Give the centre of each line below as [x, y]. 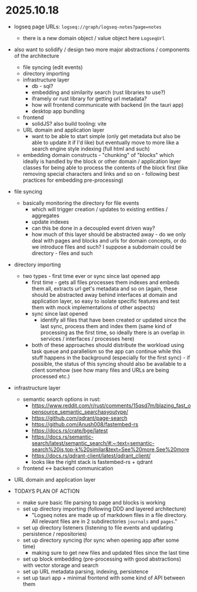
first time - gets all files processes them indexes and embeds [106, 282]
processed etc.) [51, 376]
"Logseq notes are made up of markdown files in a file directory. [109, 515]
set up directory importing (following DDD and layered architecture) [104, 509]
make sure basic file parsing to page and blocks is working [94, 502]
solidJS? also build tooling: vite [69, 123]
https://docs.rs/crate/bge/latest [70, 430]
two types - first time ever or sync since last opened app [91, 276]
